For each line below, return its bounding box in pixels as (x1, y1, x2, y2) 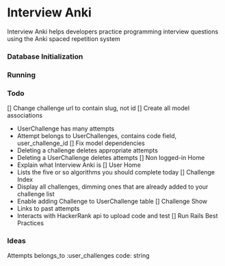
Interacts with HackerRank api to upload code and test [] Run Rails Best (16, 212, 218, 220)
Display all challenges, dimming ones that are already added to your (16, 183, 209, 191)
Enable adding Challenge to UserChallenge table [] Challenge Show (16, 197, 207, 206)
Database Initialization (7, 51, 83, 61)
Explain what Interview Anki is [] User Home (16, 161, 142, 169)
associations (7, 111, 43, 120)
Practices (16, 219, 44, 227)
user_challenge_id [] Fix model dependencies (16, 139, 145, 148)
